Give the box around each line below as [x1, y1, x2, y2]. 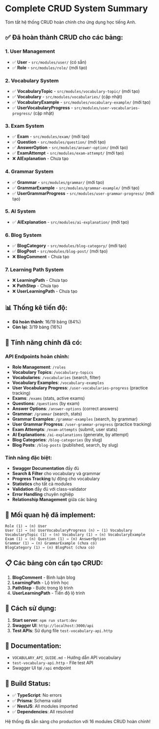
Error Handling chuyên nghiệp [12, 491, 74, 497]
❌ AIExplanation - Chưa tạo [12, 156, 69, 161]
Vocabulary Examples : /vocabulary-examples [12, 380, 104, 386]
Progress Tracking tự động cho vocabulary [12, 476, 100, 482]
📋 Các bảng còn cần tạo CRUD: [5, 559, 103, 568]
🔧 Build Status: [5, 679, 51, 687]
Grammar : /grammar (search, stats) [12, 410, 82, 416]
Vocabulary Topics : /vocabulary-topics [12, 369, 93, 375]
